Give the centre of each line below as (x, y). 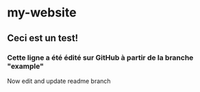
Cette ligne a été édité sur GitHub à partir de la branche (100, 58)
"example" (26, 66)
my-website (42, 13)
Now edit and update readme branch (59, 81)
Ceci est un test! (43, 38)
